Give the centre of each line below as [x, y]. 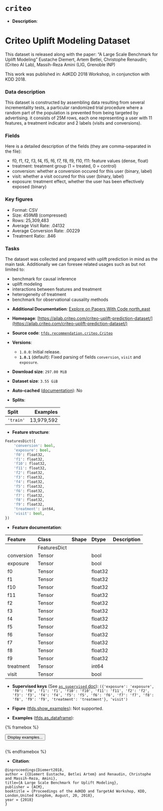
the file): [13, 151]
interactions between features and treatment [57, 289]
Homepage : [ [26, 318]
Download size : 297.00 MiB [39, 372]
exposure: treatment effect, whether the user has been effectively [78, 182]
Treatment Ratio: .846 [34, 236]
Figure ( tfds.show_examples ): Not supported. [58, 708]
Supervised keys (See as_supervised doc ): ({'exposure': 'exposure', [83, 686]
